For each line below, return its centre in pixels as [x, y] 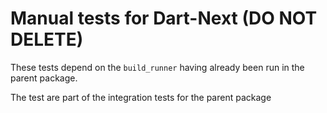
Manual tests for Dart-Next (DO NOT [164, 18]
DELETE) [47, 39]
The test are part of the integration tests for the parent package [141, 97]
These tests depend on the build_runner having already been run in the [157, 67]
